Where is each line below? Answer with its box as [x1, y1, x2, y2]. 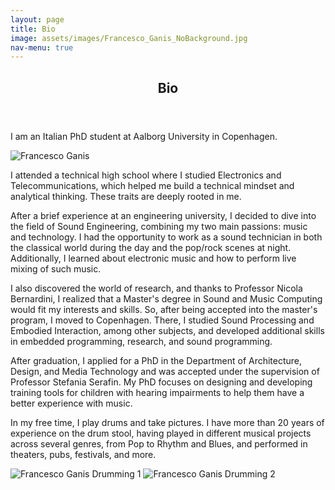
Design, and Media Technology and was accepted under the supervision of [10, 365, 320, 377]
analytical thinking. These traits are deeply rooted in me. [10, 190, 242, 202]
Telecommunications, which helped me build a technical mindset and [10, 179, 295, 191]
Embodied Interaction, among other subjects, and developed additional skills [10, 324, 325, 336]
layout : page [10, 14, 65, 25]
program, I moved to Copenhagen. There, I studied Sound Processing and [10, 314, 315, 326]
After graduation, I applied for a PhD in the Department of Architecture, [10, 354, 303, 366]
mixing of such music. [10, 262, 102, 275]
